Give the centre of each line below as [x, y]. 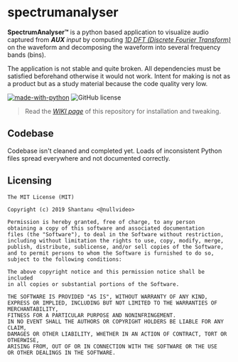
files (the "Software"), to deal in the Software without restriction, [115, 234]
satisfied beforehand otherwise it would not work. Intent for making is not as [119, 76]
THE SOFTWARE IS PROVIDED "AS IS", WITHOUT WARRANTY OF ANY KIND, [108, 297]
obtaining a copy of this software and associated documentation [106, 228]
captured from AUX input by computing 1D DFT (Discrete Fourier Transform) [119, 39]
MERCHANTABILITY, [33, 309]
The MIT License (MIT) [41, 197]
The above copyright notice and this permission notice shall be [106, 272]
